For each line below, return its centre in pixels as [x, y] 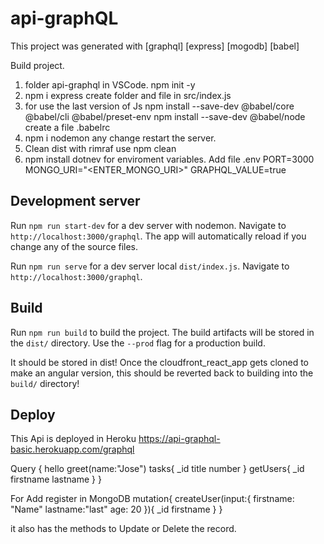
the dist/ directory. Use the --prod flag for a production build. [138, 343]
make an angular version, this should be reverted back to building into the [162, 373]
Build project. [37, 65]
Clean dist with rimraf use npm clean [100, 148]
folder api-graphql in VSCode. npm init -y [110, 84]
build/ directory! [45, 383]
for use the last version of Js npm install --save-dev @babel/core [159, 106]
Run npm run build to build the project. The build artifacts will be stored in [162, 332]
